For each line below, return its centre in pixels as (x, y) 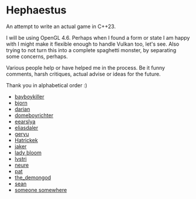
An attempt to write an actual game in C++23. (61, 26)
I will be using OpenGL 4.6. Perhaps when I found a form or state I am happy (98, 37)
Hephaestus (36, 10)
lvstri (20, 159)
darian (22, 109)
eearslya (25, 121)
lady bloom (28, 152)
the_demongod (33, 177)
